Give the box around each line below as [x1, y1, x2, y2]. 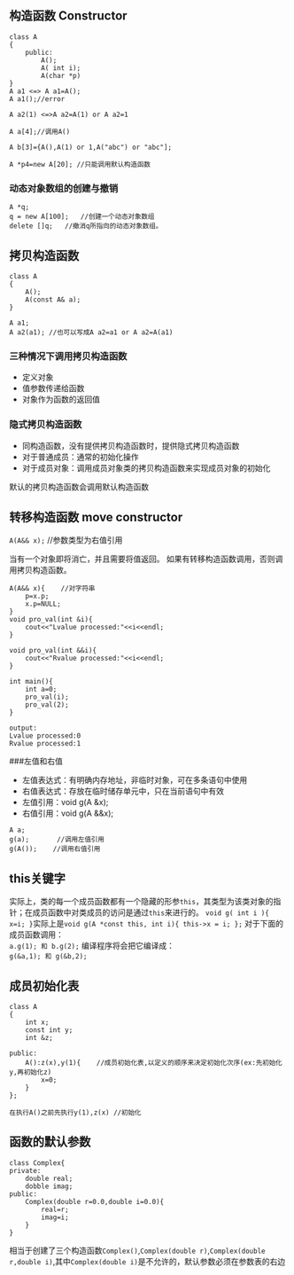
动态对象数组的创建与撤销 [9, 182, 119, 194]
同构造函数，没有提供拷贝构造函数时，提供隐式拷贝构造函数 [21, 440, 240, 450]
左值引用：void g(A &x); [21, 797, 109, 808]
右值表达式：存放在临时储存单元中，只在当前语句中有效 [21, 786, 224, 796]
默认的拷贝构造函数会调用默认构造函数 [9, 481, 149, 492]
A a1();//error [9, 94, 66, 104]
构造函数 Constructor [9, 8, 128, 24]
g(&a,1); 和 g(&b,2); [9, 952, 88, 961]
